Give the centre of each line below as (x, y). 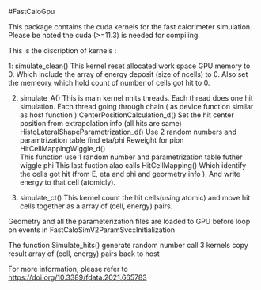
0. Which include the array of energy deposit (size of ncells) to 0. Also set (128, 74)
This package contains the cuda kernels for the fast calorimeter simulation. (130, 27)
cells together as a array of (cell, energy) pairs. (96, 206)
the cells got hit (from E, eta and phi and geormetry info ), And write (130, 174)
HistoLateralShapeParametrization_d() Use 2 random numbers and (128, 132)
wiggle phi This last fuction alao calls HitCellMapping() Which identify (133, 165)
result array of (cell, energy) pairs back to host (84, 254)
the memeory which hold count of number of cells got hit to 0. (109, 83)
